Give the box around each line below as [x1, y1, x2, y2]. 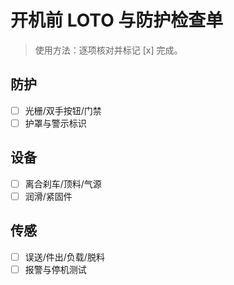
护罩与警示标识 [24, 117, 87, 129]
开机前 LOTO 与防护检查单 [10, 9, 224, 32]
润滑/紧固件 [24, 190, 73, 202]
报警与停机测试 [24, 263, 87, 275]
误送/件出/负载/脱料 [24, 251, 105, 263]
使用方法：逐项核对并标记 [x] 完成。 [34, 44, 183, 56]
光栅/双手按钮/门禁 [24, 104, 102, 116]
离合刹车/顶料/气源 [24, 177, 102, 190]
